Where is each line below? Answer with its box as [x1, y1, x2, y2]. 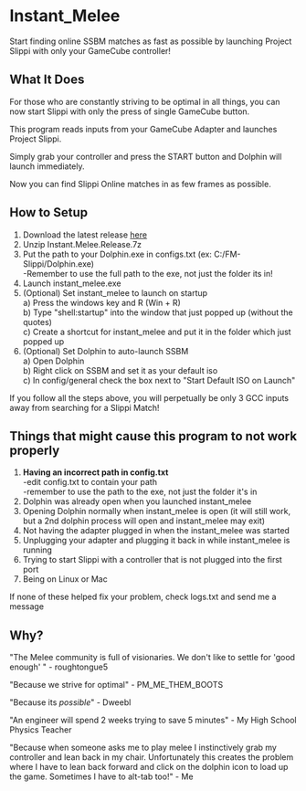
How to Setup [9, 205, 89, 220]
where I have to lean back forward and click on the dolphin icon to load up [9, 762, 289, 773]
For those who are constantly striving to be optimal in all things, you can [9, 96, 280, 107]
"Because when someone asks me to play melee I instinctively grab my [9, 742, 277, 754]
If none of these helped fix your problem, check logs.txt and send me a [9, 591, 277, 603]
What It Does [9, 72, 85, 88]
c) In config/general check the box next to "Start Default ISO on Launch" [22, 374, 296, 385]
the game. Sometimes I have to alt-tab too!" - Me [9, 771, 194, 782]
